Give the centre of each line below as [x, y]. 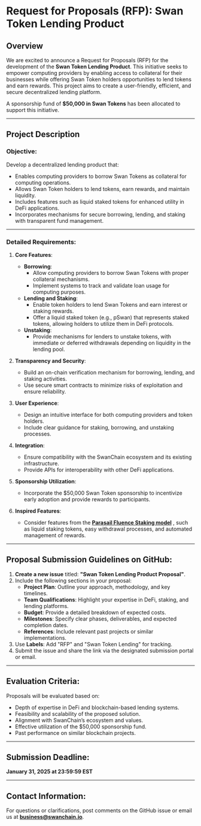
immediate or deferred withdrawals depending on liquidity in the [112, 343]
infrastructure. [42, 463]
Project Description [43, 134]
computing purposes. [59, 292]
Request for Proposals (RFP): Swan [95, 11]
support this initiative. [33, 110]
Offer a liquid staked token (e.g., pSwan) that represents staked [111, 317]
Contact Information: [46, 796]
